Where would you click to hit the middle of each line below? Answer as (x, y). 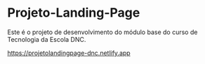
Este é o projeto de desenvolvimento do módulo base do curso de (102, 32)
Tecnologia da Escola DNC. (47, 39)
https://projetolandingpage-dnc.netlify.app (69, 53)
